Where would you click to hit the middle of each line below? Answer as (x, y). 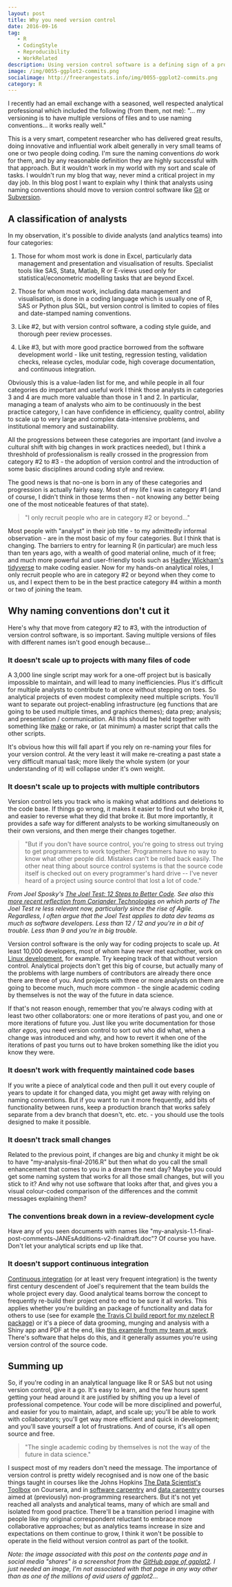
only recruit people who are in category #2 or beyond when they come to (112, 575)
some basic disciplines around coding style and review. (86, 469)
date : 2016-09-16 (33, 26)
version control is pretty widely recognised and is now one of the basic (108, 1475)
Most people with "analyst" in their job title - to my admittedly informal (107, 531)
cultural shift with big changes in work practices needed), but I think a (107, 447)
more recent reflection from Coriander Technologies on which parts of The (114, 902)
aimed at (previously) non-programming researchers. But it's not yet (105, 1497)
